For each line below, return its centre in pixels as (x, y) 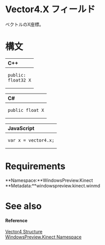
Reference (16, 220)
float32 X (19, 80)
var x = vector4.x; (31, 140)
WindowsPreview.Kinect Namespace (43, 237)
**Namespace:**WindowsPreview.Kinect (49, 180)
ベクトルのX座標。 (24, 24)
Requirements (35, 166)
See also (23, 206)
